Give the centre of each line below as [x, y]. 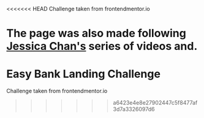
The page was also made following [96, 33]
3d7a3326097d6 [134, 109]
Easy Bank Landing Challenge [84, 74]
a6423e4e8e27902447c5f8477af [155, 103]
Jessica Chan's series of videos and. [102, 47]
